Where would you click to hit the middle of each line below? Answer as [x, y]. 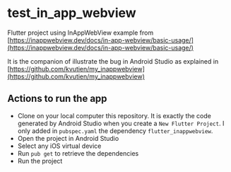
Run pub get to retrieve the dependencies [78, 153]
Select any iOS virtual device [59, 146]
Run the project [40, 161]
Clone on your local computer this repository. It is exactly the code [114, 115]
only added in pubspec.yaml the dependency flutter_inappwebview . [115, 131]
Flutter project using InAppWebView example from [81, 33]
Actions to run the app [57, 99]
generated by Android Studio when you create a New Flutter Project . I [121, 123]
